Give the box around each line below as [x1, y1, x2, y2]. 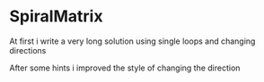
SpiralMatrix [9, 6, 103, 27]
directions [9, 45, 47, 55]
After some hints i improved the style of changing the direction [9, 62, 241, 73]
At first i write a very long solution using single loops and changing [9, 36, 256, 46]
